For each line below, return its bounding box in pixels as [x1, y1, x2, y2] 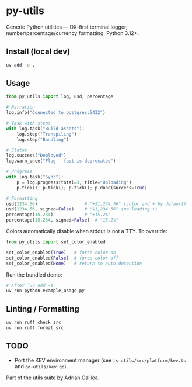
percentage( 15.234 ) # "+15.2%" [6, 212, 111, 217]
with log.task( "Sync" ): [6, 174, 64, 180]
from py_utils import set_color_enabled [6, 239, 106, 245]
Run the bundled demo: [6, 271, 62, 278]
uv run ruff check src [6, 320, 61, 326]
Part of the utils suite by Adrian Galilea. [6, 374, 100, 381]
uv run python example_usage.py [6, 288, 85, 293]
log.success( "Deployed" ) [6, 153, 67, 158]
